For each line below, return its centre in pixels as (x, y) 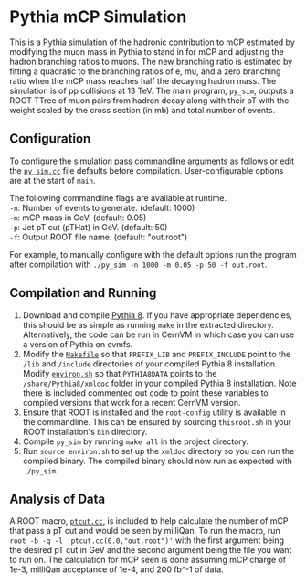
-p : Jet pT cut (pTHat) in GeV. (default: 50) (89, 227)
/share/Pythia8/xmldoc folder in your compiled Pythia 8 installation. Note (159, 383)
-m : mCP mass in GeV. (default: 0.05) (78, 218)
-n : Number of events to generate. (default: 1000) (102, 207)
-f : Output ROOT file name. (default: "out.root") (99, 237)
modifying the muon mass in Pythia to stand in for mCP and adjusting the (147, 51)
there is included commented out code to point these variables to (146, 393)
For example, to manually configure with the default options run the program (153, 254)
